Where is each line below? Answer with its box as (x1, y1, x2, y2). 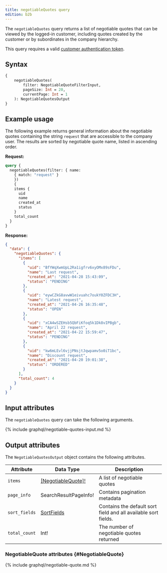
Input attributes (5, 403, 55, 412)
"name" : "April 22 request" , (27, 325, 88, 330)
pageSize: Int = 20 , (23, 87, 66, 92)
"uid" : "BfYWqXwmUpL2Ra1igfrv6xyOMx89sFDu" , (27, 265, 121, 270)
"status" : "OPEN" (27, 306, 64, 311)
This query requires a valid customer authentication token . (5, 46, 125, 52)
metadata (98, 495, 121, 501)
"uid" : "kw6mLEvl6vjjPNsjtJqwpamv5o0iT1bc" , (27, 348, 121, 353)
